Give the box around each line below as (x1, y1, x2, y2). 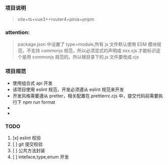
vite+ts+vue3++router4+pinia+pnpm (17, 16, 94, 22)
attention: (5, 29, 30, 36)
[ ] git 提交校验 (12, 141, 43, 147)
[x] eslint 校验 (12, 135, 41, 141)
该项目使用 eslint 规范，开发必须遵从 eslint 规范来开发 (12, 86, 124, 92)
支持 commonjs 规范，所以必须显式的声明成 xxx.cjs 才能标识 (31, 47, 156, 54)
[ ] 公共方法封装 (12, 148, 45, 154)
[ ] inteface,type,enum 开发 (12, 154, 69, 160)
